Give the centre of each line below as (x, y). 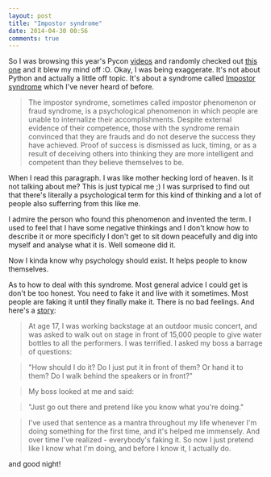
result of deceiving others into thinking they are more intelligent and (141, 154)
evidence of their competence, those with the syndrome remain (133, 128)
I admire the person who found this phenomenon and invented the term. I (130, 219)
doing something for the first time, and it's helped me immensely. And (144, 431)
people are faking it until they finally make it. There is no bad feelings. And (131, 302)
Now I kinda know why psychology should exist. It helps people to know (128, 261)
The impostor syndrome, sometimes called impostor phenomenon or (142, 102)
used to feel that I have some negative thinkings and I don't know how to (129, 228)
